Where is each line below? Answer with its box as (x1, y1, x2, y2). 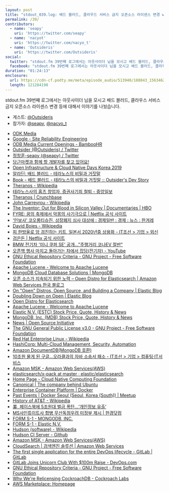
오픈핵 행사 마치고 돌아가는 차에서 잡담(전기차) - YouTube (12, 248, 126, 254)
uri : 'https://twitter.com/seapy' (14, 31, 87, 36)
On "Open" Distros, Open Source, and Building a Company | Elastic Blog (12, 287, 162, 293)
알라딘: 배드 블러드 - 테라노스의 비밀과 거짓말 (12, 170, 101, 177)
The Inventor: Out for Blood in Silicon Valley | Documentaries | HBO (12, 205, 152, 211)
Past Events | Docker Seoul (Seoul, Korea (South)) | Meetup (12, 392, 136, 398)
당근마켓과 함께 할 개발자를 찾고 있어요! (12, 158, 90, 165)
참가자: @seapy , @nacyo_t (12, 120, 67, 126)
